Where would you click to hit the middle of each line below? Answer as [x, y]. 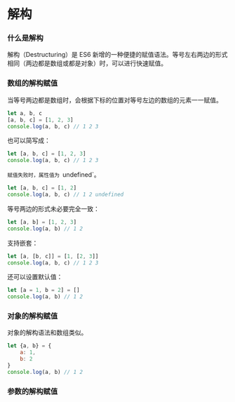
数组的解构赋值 [33, 83]
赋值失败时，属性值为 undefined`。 [54, 175]
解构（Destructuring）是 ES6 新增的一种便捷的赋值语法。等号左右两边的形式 [117, 55]
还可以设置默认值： [35, 277]
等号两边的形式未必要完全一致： [53, 208]
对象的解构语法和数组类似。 [47, 333]
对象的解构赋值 [33, 316]
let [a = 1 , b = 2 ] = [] [43, 290]
